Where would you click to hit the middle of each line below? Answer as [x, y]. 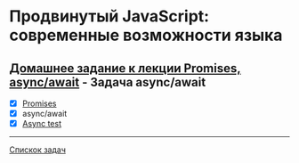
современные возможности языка [146, 35]
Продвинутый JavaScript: [109, 16]
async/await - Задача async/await [108, 82]
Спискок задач [38, 150]
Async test [42, 124]
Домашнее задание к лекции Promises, [125, 68]
